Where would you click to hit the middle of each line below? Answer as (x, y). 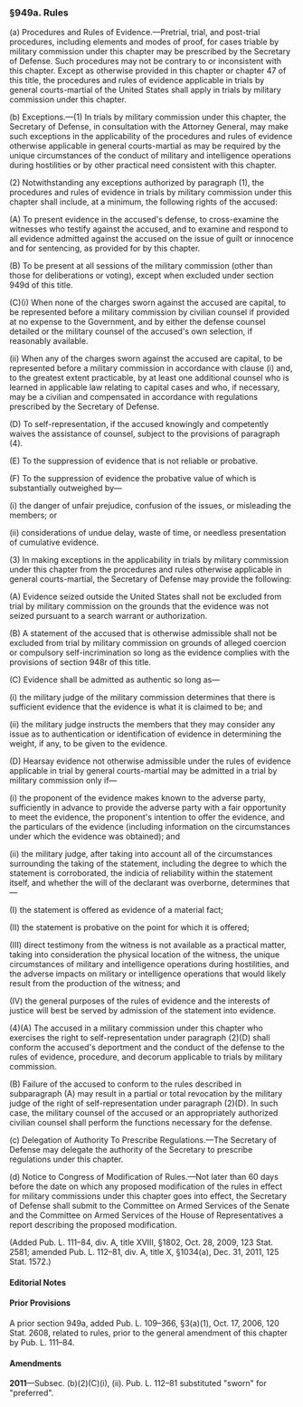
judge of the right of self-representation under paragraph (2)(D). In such (144, 1103)
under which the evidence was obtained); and (95, 837)
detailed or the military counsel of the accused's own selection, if (131, 331)
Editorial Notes (38, 1282)
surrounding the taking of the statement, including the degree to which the (148, 864)
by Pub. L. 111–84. (42, 1343)
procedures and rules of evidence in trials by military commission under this (151, 193)
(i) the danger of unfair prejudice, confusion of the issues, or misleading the (151, 506)
